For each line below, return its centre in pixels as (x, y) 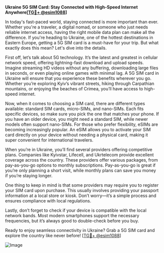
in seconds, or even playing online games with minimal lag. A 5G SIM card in (82, 73)
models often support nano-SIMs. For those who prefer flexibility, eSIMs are (82, 124)
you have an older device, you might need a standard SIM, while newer (77, 119)
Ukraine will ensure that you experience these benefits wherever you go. (78, 78)
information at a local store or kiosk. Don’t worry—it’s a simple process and (81, 196)
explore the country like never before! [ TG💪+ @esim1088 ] (63, 236)
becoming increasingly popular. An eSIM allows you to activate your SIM (78, 129)
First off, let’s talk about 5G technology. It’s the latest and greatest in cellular (82, 57)
